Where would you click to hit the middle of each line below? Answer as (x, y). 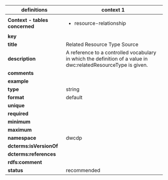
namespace (22, 138)
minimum (19, 122)
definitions (34, 10)
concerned (21, 26)
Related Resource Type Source (102, 44)
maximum (20, 130)
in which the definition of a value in (107, 59)
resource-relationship (100, 23)
